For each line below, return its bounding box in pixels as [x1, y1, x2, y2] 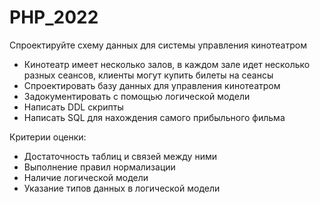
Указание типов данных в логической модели [23, 182, 221, 194]
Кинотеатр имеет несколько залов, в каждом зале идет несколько [23, 58, 311, 70]
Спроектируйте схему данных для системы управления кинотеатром [9, 39, 307, 51]
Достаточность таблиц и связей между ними [23, 150, 217, 162]
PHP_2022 [9, 6, 99, 29]
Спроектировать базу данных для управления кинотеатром [23, 79, 281, 91]
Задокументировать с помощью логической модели [23, 90, 251, 102]
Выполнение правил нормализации [23, 161, 176, 173]
